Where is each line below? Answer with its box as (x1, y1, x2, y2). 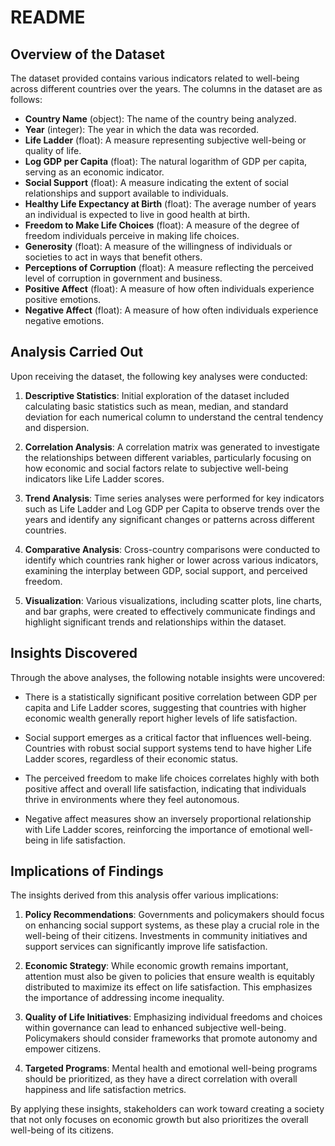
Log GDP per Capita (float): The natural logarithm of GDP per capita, (24, 156, 308, 167)
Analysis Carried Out (10, 344, 144, 361)
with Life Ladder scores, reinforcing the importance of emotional (24, 823, 291, 835)
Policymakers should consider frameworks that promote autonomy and (24, 1032, 318, 1045)
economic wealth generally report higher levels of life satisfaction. (24, 712, 298, 724)
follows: (10, 94, 43, 105)
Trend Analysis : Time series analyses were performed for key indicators (24, 492, 325, 504)
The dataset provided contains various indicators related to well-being (10, 72, 300, 84)
